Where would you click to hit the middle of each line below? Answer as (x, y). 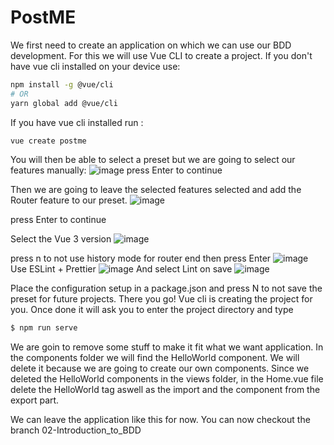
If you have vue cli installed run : (77, 122)
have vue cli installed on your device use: (95, 66)
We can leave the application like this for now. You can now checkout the (160, 420)
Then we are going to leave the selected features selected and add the (156, 190)
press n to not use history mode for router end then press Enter (141, 258)
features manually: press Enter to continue (116, 170)
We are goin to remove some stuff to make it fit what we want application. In (167, 347)
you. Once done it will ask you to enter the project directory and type (152, 310)
